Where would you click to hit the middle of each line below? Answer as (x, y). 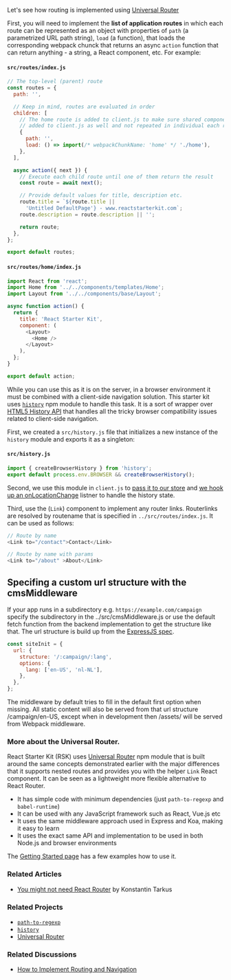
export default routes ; (41, 252)
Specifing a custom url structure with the (97, 582)
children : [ (31, 113)
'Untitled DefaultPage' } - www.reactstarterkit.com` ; (104, 208)
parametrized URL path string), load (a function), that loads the (96, 38)
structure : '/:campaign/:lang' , (66, 657)
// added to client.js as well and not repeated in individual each (120, 126)
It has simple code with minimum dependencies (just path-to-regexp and (120, 799)
